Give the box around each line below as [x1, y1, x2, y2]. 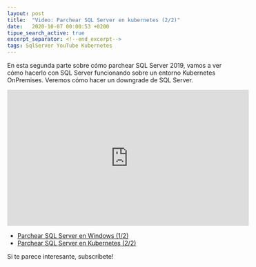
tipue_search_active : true [7, 29, 85, 37]
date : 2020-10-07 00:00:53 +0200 [7, 23, 110, 30]
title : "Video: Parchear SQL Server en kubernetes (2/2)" [7, 17, 181, 24]
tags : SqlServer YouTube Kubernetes [7, 42, 112, 49]
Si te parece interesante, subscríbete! [7, 252, 114, 260]
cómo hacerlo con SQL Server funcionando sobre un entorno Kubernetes [7, 68, 216, 77]
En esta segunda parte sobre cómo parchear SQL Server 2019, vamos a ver [7, 62, 222, 69]
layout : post [7, 10, 45, 17]
